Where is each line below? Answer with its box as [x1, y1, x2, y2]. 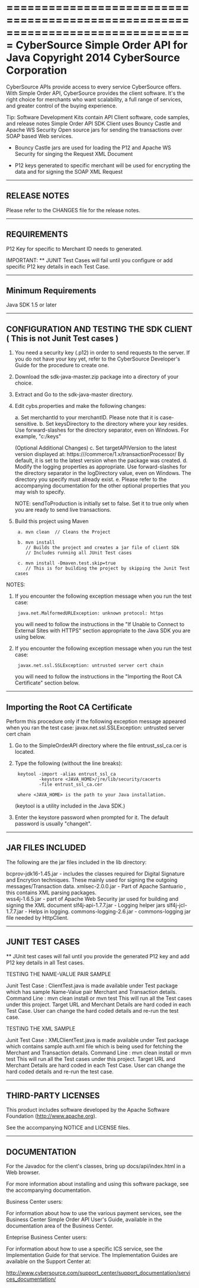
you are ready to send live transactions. [14, 506, 111, 514]
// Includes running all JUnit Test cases [25, 550, 132, 556]
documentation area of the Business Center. [6, 1222, 114, 1229]
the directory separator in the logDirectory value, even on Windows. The [14, 470, 191, 477]
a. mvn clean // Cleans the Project [17, 529, 111, 535]
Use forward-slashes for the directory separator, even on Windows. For [14, 426, 190, 433]
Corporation [6, 63, 68, 77]
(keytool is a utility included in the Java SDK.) [14, 802, 126, 809]
